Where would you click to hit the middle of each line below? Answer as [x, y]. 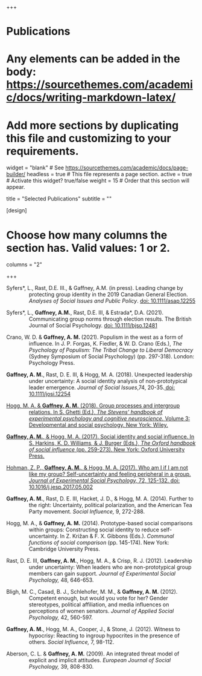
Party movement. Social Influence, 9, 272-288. [87, 511]
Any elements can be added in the [93, 59]
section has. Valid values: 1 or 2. [88, 248]
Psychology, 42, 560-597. [61, 617]
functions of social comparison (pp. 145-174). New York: [99, 543]
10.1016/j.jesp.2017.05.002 [61, 487]
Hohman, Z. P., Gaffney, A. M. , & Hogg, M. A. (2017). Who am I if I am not [97, 468]
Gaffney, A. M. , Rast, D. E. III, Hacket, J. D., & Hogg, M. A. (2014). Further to [100, 499]
